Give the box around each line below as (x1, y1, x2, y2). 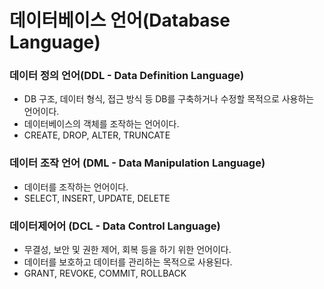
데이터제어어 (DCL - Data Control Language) (9, 219, 221, 233)
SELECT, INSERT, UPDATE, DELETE (23, 192, 171, 204)
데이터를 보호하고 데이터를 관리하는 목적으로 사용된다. (23, 256, 233, 268)
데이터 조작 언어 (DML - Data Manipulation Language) (9, 156, 266, 170)
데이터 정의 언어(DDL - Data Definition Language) (9, 69, 245, 83)
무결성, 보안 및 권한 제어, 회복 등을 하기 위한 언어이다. (23, 244, 232, 256)
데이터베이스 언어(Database (9, 9, 231, 32)
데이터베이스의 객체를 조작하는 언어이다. (23, 118, 180, 130)
